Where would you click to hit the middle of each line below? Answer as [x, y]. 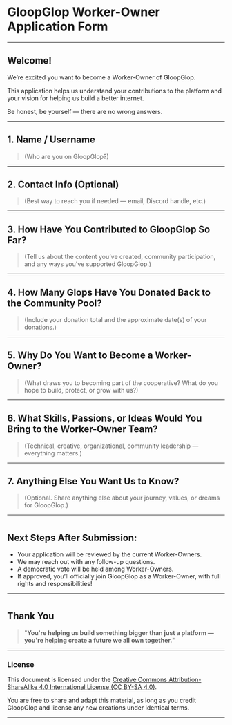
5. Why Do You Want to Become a [80, 356]
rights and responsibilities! [55, 584]
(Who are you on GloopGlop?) [66, 156]
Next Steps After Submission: [72, 537]
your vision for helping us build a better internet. [76, 98]
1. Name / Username [51, 140]
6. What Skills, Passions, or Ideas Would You [105, 418]
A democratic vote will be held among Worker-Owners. [95, 569]
